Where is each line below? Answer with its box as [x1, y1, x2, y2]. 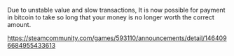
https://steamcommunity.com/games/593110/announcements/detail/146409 [7, 34, 227, 42]
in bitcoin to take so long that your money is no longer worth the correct [7, 13, 215, 21]
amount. [7, 21, 32, 28]
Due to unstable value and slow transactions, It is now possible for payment [7, 6, 226, 14]
